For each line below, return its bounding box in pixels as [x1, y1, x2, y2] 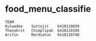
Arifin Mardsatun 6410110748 [5, 32, 79, 37]
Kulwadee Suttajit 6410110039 [5, 23, 79, 29]
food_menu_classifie [5, 3, 91, 15]
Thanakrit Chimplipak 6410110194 [5, 28, 79, 33]
